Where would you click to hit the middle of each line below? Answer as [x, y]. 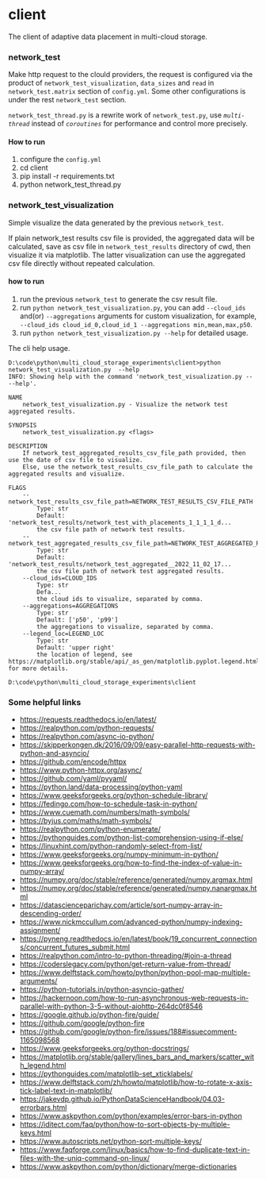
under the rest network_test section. [67, 100]
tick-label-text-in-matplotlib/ [66, 1091]
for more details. [38, 668]
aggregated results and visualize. [67, 474]
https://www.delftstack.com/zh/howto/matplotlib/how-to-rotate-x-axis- [136, 1082]
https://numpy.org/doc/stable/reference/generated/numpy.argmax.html [136, 880]
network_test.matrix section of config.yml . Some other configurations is [127, 91]
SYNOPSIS [23, 425]
